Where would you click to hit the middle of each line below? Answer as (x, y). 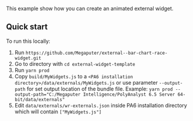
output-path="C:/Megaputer (48, 94)
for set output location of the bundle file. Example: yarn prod (100, 89)
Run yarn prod (32, 70)
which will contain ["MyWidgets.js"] (58, 112)
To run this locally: (28, 41)
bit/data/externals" (40, 99)
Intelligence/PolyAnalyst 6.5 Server (129, 94)
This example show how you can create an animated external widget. (90, 9)
